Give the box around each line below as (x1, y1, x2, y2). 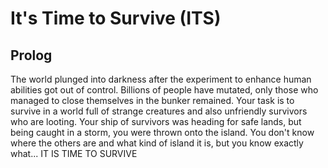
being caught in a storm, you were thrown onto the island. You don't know (10, 127, 315, 138)
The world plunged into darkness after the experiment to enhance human (10, 73, 312, 85)
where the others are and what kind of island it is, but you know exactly (10, 137, 304, 149)
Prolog (10, 47, 53, 64)
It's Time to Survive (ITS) (10, 7, 222, 30)
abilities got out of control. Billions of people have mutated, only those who (10, 84, 319, 96)
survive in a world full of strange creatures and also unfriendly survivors (10, 105, 308, 117)
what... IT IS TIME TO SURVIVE (10, 148, 138, 159)
